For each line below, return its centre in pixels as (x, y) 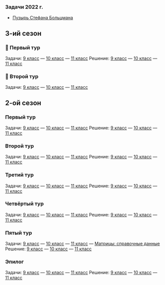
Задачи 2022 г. (24, 7)
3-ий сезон (23, 33)
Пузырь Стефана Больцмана (43, 18)
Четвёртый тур (24, 204)
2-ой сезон (23, 103)
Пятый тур (19, 233)
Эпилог (14, 262)
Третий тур (19, 175)
